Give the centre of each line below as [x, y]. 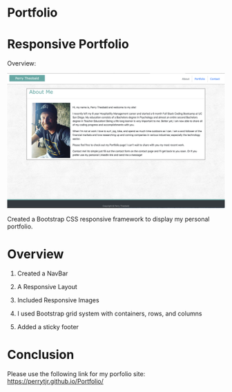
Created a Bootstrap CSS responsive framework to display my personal [108, 219]
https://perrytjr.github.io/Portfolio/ [55, 381]
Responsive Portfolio [68, 45]
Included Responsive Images [58, 300]
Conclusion [41, 354]
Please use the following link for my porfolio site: [76, 373]
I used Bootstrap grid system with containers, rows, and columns [109, 313]
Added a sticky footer [48, 326]
